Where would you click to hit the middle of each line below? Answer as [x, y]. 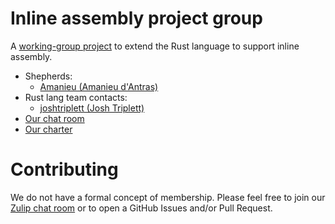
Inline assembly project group [136, 18]
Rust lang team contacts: [76, 97]
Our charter [48, 129]
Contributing [64, 169]
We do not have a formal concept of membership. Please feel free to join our [168, 197]
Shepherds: [48, 76]
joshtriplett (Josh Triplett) [92, 108]
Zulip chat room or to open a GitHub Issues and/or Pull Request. [141, 208]
